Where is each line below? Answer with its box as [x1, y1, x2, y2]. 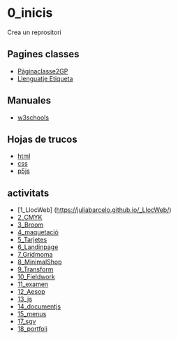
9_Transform [17, 265, 54, 274]
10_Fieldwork [17, 273, 56, 281]
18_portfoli [17, 325, 47, 333]
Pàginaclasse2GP [17, 66, 68, 75]
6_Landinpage [17, 243, 59, 251]
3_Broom [17, 220, 44, 229]
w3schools [17, 113, 50, 122]
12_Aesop [17, 288, 45, 296]
